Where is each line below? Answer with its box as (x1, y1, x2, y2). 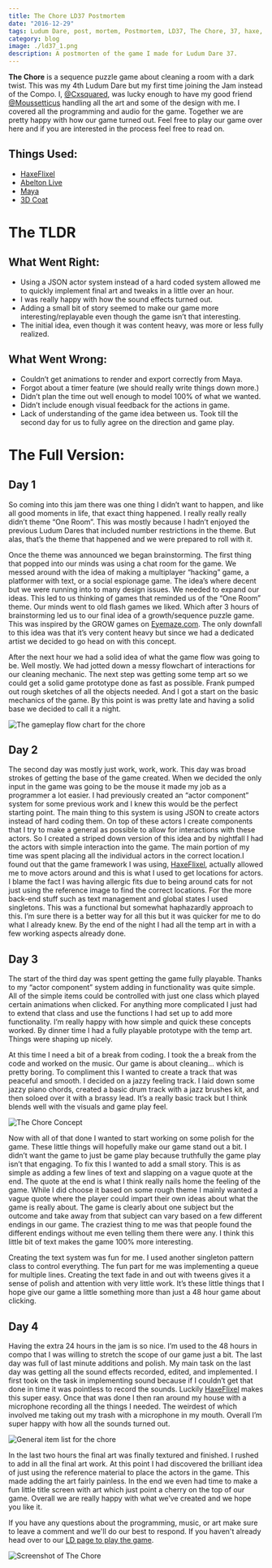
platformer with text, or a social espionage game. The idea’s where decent (8, 576, 257, 585)
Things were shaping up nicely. (8, 1034, 114, 1045)
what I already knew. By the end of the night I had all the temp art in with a (8, 920, 257, 930)
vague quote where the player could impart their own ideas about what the (8, 1194, 258, 1204)
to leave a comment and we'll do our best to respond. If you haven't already (8, 1527, 261, 1536)
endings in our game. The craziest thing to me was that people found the (8, 1220, 253, 1230)
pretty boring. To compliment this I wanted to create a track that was (8, 1067, 238, 1077)
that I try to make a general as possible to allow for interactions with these (8, 825, 256, 835)
